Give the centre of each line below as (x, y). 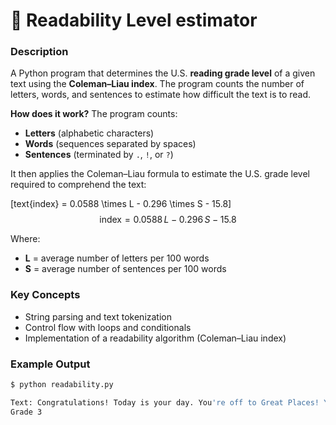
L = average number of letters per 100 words (117, 258)
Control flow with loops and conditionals (108, 327)
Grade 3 (26, 412)
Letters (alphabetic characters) (89, 133)
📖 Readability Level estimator (134, 20)
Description (39, 52)
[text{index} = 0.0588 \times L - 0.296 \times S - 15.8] (121, 204)
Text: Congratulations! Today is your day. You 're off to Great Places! (165, 402)
